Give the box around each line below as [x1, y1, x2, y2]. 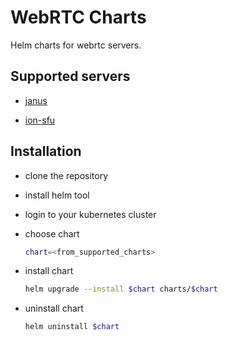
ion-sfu [24, 114, 56, 126]
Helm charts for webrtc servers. [10, 39, 142, 51]
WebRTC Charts [10, 6, 147, 29]
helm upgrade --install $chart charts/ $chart [24, 284, 218, 295]
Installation [10, 143, 82, 160]
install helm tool [24, 189, 90, 201]
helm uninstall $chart [24, 322, 120, 332]
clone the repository [24, 169, 109, 181]
